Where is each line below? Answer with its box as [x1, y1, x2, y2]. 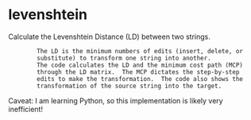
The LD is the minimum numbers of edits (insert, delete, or [37, 47, 244, 55]
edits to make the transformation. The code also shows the [37, 75, 244, 83]
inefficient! [8, 104, 44, 114]
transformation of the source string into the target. [37, 82, 222, 90]
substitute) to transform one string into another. [37, 54, 212, 62]
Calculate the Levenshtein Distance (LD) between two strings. [8, 32, 210, 41]
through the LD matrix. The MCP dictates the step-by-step [37, 68, 240, 76]
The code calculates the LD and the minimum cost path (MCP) [37, 61, 244, 69]
